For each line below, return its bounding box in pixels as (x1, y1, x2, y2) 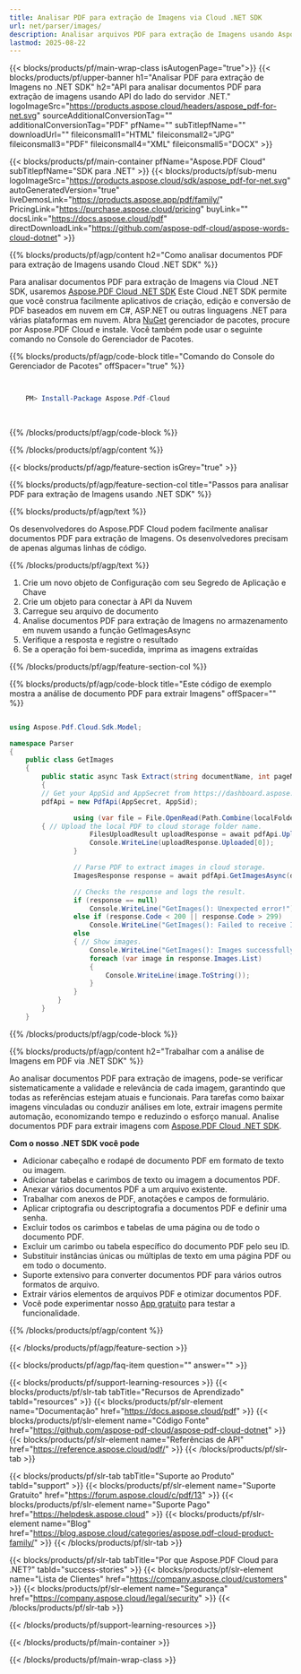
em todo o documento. (21, 1260, 107, 1271)
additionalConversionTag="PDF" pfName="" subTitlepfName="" (9, 120, 246, 131)
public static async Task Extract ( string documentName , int (41, 772, 271, 781)
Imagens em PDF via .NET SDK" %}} (9, 1055, 144, 1066)
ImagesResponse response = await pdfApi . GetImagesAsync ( (73, 871, 291, 880)
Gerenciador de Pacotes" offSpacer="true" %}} (9, 360, 185, 372)
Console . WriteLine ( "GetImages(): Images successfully (89, 945, 295, 954)
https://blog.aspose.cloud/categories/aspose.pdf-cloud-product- (32, 1527, 275, 1538)
